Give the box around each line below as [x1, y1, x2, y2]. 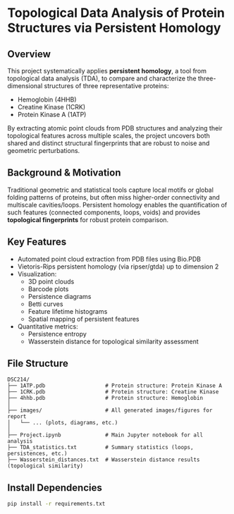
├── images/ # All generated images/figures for [7, 407, 213, 414]
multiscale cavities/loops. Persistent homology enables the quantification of [7, 200, 228, 209]
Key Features [7, 236, 67, 248]
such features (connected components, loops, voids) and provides [7, 208, 201, 216]
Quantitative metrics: [17, 322, 79, 331]
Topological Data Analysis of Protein [7, 5, 226, 21]
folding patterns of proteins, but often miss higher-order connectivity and [7, 192, 220, 202]
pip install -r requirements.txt [7, 501, 106, 508]
